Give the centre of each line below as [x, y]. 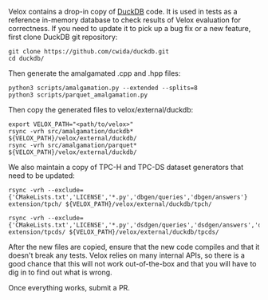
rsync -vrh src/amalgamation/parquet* [73, 145]
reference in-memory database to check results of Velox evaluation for [125, 20]
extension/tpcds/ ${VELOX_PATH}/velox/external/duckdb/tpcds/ [114, 232]
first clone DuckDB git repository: [63, 37]
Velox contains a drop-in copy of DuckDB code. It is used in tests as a [123, 12]
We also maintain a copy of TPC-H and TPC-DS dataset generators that [126, 167]
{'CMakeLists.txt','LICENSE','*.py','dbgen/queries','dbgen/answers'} [128, 197]
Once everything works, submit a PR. [69, 288]
